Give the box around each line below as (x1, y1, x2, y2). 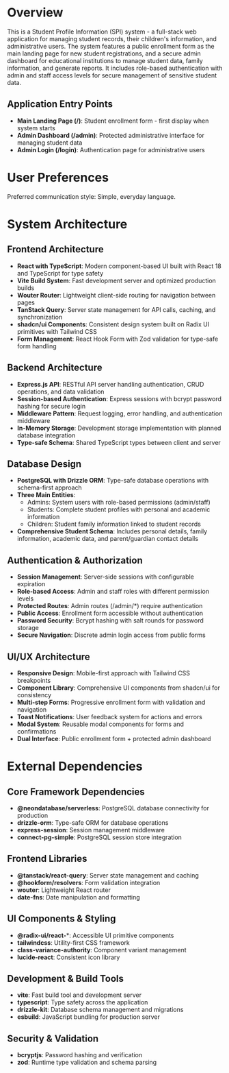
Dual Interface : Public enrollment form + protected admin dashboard (16, 734, 211, 743)
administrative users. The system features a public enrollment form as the (7, 42, 215, 50)
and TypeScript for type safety (16, 269, 104, 277)
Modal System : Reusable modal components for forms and (16, 720, 185, 728)
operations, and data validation (16, 387, 105, 396)
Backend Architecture (7, 362, 103, 374)
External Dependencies (7, 759, 143, 774)
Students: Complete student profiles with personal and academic (27, 505, 211, 514)
